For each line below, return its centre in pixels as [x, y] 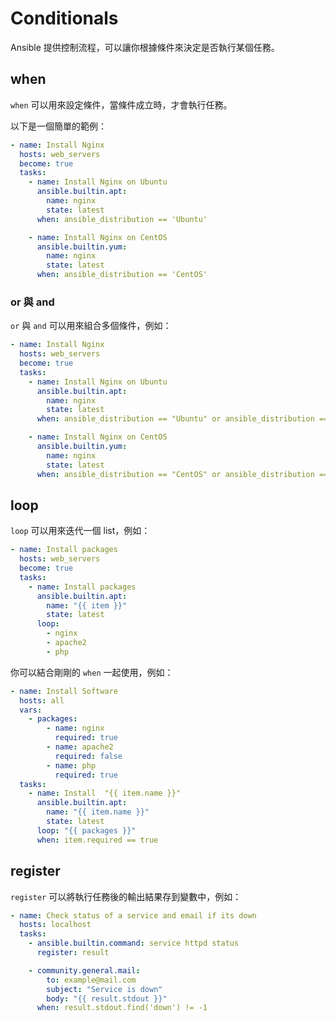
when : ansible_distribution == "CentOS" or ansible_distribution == [182, 474]
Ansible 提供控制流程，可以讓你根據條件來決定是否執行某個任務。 [145, 47]
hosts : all [42, 700]
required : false [88, 756]
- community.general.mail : [84, 970]
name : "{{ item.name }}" [98, 812]
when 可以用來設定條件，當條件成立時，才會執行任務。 [121, 104]
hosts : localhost [55, 925]
